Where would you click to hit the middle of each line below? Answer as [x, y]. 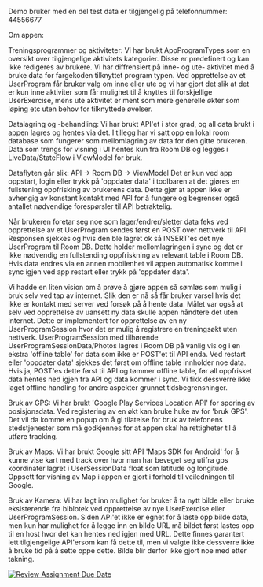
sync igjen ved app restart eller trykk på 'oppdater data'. [99, 272]
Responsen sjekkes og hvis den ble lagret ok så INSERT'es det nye [116, 238]
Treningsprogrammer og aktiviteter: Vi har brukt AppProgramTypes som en [129, 50]
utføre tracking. [33, 436]
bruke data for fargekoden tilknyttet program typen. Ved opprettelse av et [127, 75]
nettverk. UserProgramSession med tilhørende [83, 337]
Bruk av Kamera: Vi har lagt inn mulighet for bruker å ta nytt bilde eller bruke [131, 500]
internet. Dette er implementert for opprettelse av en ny [97, 321]
